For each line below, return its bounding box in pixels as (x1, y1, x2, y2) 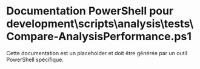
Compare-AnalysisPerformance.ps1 (6, 30, 192, 43)
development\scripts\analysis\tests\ (6, 17, 194, 31)
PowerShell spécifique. (6, 56, 64, 63)
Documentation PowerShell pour (6, 4, 174, 18)
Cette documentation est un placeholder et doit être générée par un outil (6, 49, 188, 56)
